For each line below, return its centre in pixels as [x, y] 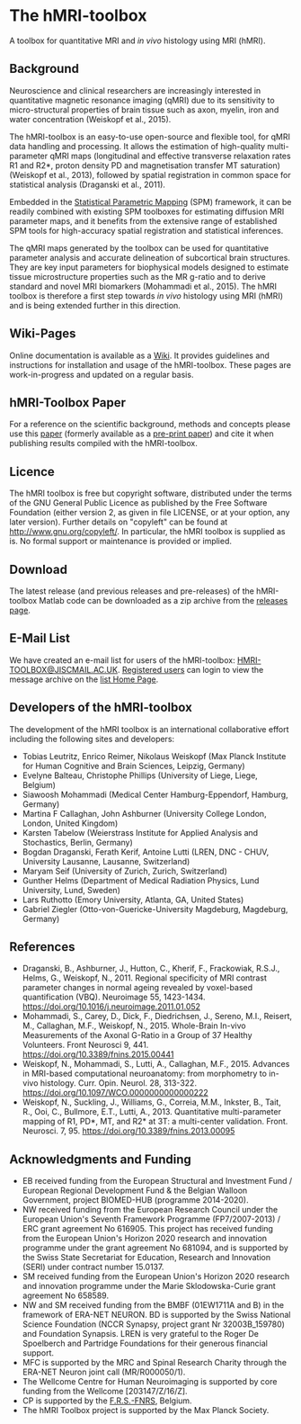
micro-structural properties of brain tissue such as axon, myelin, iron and [144, 110]
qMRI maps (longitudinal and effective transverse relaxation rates [170, 156]
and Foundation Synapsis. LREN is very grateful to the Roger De [140, 1334]
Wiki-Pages [43, 334]
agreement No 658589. [66, 1295]
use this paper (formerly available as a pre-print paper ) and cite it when [142, 434]
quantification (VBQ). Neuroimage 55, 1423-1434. [114, 997]
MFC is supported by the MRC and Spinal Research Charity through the [155, 1363]
